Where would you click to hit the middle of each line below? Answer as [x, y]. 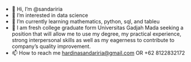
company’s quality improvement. [51, 46]
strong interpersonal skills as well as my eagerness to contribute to [93, 40]
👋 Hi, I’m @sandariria [37, 9]
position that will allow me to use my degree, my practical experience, [96, 34]
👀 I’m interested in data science [50, 15]
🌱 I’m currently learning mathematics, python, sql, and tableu [86, 21]
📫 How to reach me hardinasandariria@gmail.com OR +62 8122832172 [98, 53]
